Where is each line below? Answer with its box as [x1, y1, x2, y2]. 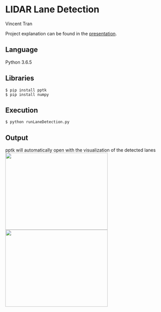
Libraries [5, 74, 34, 83]
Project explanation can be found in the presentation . [5, 30, 117, 36]
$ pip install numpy [5, 92, 50, 97]
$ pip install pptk [5, 87, 47, 93]
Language [5, 45, 38, 54]
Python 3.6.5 [5, 59, 32, 65]
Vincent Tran [5, 21, 32, 27]
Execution [5, 106, 38, 114]
